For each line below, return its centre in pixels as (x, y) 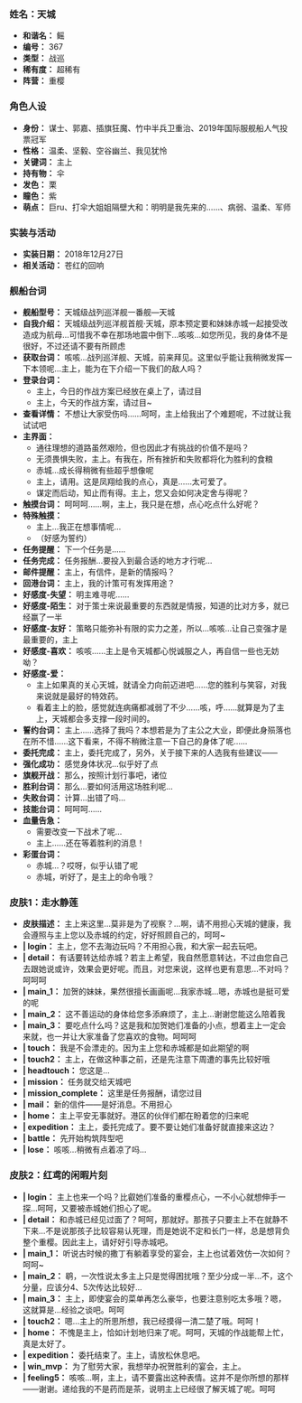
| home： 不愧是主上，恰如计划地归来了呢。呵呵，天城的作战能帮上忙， (155, 1332)
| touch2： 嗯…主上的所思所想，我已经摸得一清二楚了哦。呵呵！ (142, 1321)
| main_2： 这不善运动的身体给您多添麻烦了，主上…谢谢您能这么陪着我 (154, 1015)
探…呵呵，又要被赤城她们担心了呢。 (89, 1208)
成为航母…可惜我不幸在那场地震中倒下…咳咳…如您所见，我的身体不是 (159, 335)
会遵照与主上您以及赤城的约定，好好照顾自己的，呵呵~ (124, 935)
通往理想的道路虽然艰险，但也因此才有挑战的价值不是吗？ (142, 448)
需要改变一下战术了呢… (79, 832)
